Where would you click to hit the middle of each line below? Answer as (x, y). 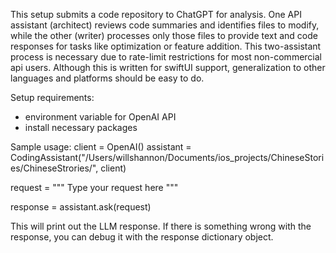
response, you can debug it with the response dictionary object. (142, 237)
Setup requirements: (52, 97)
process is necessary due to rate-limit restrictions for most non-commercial (166, 57)
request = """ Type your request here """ (94, 187)
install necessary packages (81, 127)
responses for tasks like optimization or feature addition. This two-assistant (166, 46)
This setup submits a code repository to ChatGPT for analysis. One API (156, 14)
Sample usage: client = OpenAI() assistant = (101, 147)
